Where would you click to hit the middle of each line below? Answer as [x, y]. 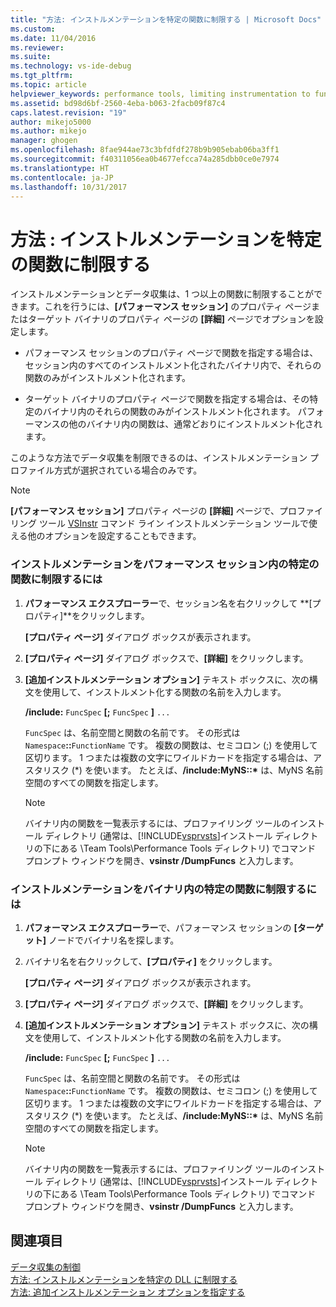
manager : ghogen [44, 141]
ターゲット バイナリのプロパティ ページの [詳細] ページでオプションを [171, 319]
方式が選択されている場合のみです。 [128, 470]
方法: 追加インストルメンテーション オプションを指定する [128, 1292]
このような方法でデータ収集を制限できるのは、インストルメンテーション [159, 458]
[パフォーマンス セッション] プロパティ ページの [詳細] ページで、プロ [153, 511]
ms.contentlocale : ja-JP [62, 177]
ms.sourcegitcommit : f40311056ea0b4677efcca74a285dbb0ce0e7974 [145, 159]
